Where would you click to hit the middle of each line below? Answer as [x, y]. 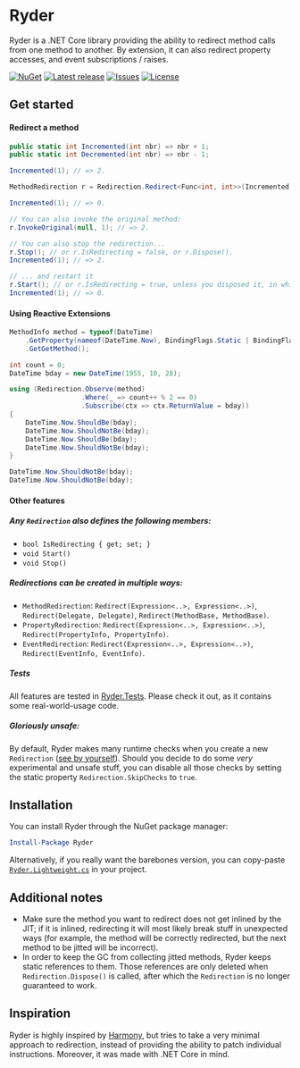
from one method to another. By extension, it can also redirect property [140, 49]
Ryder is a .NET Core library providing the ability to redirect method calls [142, 40]
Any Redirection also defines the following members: [110, 521]
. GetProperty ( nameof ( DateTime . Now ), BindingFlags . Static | [137, 341]
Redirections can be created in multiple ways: [96, 583]
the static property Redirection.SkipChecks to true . [104, 777]
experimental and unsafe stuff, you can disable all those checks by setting [146, 767]
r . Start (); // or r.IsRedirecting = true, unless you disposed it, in [143, 285]
